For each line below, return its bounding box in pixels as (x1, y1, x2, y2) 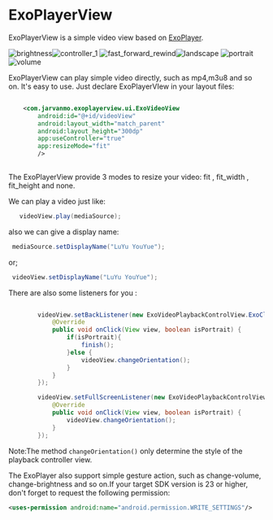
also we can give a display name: (8, 226, 119, 237)
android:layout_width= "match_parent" (37, 120, 165, 128)
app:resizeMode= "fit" (37, 142, 111, 151)
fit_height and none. (8, 181, 76, 190)
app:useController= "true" (37, 134, 126, 143)
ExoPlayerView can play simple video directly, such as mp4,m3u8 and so (8, 72, 253, 82)
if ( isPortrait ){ (66, 334, 122, 342)
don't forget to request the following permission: (8, 487, 171, 497)
